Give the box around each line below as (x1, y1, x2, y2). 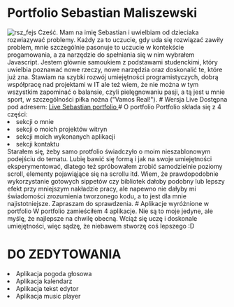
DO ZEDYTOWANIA (7, 247, 122, 262)
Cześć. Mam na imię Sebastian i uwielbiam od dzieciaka (38, 28, 199, 36)
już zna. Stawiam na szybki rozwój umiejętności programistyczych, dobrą (7, 72, 219, 81)
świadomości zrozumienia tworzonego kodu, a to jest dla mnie (7, 191, 187, 200)
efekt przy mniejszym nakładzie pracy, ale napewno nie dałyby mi (7, 184, 197, 193)
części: (7, 110, 28, 118)
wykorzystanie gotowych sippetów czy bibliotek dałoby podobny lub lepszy (7, 177, 225, 185)
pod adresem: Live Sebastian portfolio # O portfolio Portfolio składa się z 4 (7, 102, 222, 111)
